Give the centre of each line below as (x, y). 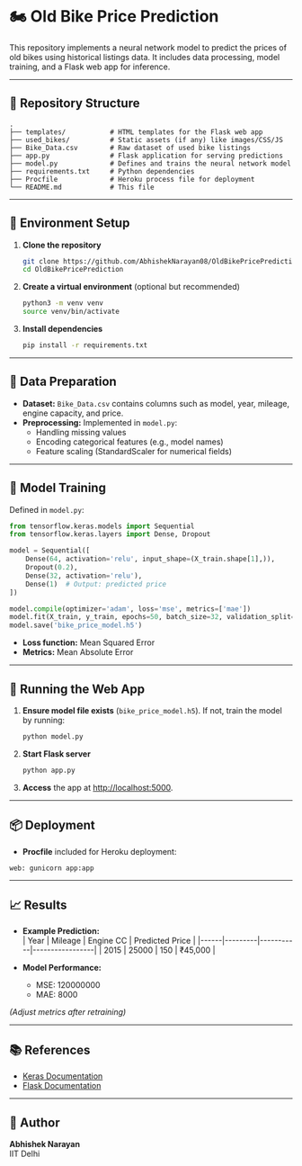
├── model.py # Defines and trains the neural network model (151, 163)
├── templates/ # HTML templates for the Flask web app (136, 132)
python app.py (49, 770)
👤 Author (35, 1122)
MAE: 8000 (57, 995)
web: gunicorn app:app (52, 868)
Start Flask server (57, 753)
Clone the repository (62, 245)
